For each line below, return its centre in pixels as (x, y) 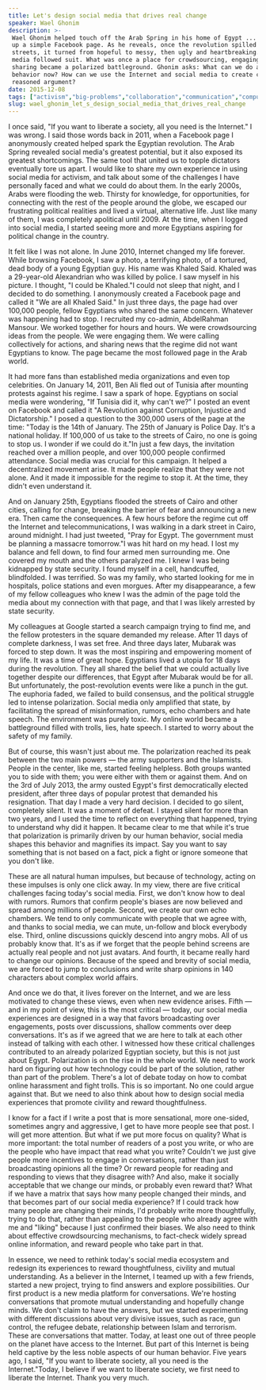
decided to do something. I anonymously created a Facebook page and (125, 294)
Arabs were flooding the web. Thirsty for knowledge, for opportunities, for (129, 194)
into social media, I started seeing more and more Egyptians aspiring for (125, 228)
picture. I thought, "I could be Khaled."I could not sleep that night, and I (124, 286)
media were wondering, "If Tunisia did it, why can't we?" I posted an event (129, 402)
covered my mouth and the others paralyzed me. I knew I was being (119, 561)
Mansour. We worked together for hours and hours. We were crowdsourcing (133, 328)
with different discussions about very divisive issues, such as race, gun (124, 1319)
